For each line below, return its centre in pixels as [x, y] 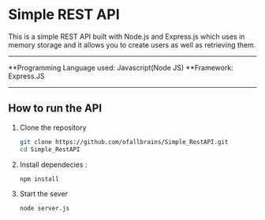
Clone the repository [53, 127]
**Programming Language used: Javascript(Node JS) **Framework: [121, 67]
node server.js [45, 209]
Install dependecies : [53, 165]
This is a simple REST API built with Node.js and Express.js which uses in [127, 36]
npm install [39, 179]
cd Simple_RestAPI [50, 149]
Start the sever [44, 194]
